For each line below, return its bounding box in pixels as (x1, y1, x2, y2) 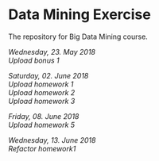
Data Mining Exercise (8, 6, 151, 24)
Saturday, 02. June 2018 (8, 71, 89, 80)
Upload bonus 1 (8, 56, 60, 65)
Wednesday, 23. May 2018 (8, 47, 95, 56)
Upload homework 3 (8, 96, 76, 105)
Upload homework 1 (8, 79, 74, 89)
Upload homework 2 (8, 87, 76, 97)
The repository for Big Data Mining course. (8, 32, 149, 41)
